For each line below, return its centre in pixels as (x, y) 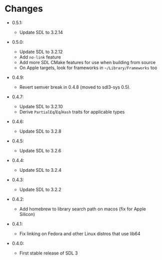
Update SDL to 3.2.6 (40, 150)
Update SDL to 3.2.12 (41, 52)
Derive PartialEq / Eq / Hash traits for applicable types (72, 112)
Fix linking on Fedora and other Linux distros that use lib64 (80, 233)
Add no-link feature (40, 57)
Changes (24, 9)
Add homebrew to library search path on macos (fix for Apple (82, 209)
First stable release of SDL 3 (48, 253)
